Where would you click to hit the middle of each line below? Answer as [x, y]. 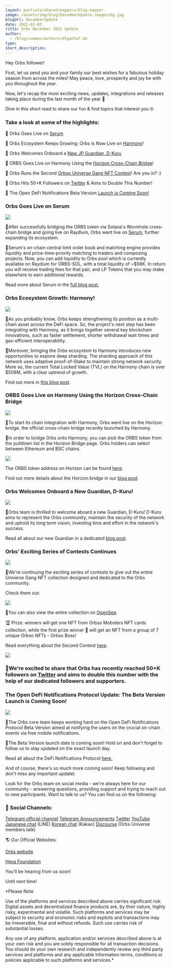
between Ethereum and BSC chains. [43, 449]
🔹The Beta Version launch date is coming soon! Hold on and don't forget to [84, 743]
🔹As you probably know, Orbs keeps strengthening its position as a [76, 319]
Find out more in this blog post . [38, 382]
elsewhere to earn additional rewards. [45, 275]
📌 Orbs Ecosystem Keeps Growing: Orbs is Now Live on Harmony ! [75, 143]
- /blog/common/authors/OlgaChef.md [49, 39]
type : [11, 43]
